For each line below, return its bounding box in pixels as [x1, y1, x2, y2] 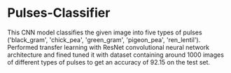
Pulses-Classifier [7, 5, 111, 21]
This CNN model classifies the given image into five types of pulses [7, 28, 202, 36]
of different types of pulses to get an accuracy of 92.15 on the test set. [7, 58, 211, 66]
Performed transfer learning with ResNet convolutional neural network [7, 43, 210, 51]
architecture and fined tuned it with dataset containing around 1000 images [7, 51, 224, 59]
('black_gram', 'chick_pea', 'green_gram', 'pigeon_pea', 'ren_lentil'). [7, 35, 201, 44]
